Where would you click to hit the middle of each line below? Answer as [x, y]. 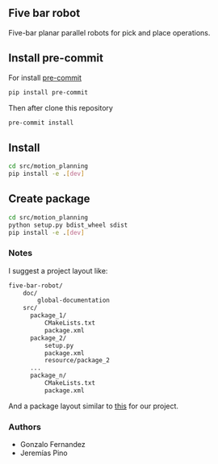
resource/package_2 [77, 361]
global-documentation [74, 301]
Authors [25, 427]
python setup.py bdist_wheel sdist [68, 225]
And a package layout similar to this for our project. [94, 406]
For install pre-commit [45, 77]
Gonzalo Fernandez [53, 445]
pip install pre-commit [48, 92]
